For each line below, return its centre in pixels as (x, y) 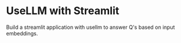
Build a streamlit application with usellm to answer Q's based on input (90, 27)
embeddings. (22, 33)
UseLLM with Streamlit (63, 11)
